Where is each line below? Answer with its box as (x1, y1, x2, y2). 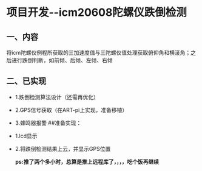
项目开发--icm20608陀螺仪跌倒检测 (6, 5, 187, 19)
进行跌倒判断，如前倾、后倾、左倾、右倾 (11, 57, 113, 64)
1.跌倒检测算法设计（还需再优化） (15, 93, 99, 100)
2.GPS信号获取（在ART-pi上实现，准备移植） (15, 106, 128, 113)
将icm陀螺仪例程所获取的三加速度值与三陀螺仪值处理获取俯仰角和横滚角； (6, 49, 191, 56)
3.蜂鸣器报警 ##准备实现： (15, 119, 82, 127)
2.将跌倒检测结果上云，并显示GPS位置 (15, 145, 111, 152)
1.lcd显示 (15, 132, 38, 139)
